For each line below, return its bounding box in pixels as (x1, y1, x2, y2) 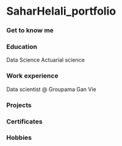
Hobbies (6, 133, 32, 142)
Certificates (6, 117, 43, 126)
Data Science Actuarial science (6, 56, 85, 64)
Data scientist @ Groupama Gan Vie (6, 86, 96, 93)
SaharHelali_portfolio (6, 4, 117, 18)
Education (6, 43, 38, 51)
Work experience (6, 71, 59, 80)
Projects (6, 101, 32, 109)
